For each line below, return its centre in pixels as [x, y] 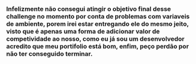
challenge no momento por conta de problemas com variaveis [98, 16]
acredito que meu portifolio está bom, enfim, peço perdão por [98, 46]
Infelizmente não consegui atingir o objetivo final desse [89, 9]
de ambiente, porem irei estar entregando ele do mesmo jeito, [97, 24]
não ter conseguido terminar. [49, 54]
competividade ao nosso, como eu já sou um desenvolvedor [95, 39]
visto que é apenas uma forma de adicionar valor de [83, 31]
